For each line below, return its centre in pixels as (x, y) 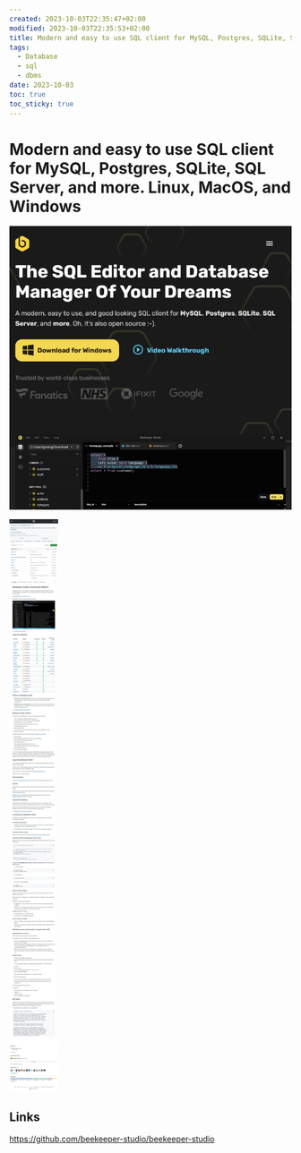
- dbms (30, 76)
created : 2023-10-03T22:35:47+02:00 (77, 19)
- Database (38, 57)
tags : (19, 47)
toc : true (28, 94)
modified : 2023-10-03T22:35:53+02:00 (80, 28)
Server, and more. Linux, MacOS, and (150, 187)
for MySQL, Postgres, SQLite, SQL (138, 168)
